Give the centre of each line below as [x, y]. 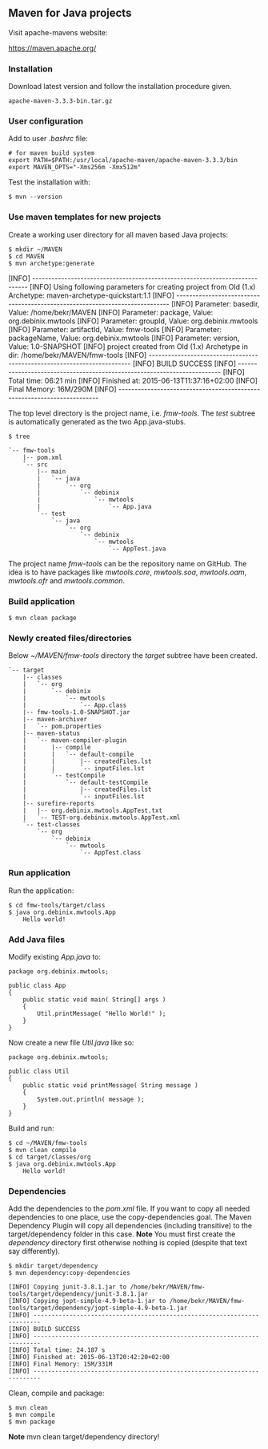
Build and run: [31, 1128]
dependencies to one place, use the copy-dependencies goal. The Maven [130, 1217]
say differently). [34, 1252]
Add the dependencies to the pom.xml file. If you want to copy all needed [129, 1209]
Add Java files [37, 940]
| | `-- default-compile [78, 755]
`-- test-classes [52, 825]
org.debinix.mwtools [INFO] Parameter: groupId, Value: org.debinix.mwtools [133, 321]
